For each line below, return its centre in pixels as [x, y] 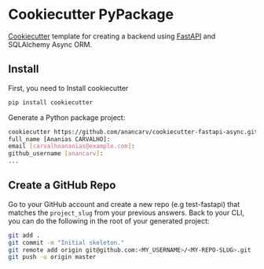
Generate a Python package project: [67, 117]
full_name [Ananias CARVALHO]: [59, 139]
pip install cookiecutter [50, 102]
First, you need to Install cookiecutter [68, 88]
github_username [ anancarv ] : [56, 154]
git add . [24, 235]
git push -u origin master [52, 257]
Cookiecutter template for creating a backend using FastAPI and [112, 36]
